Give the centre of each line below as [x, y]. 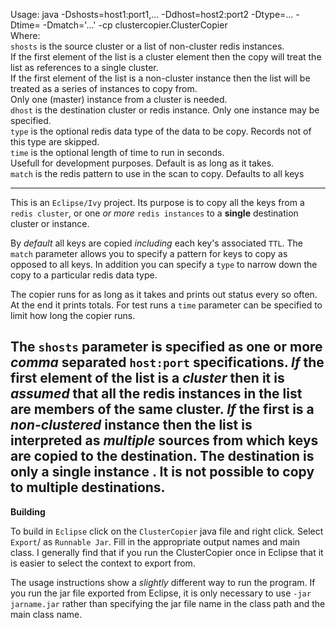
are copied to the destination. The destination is [162, 456]
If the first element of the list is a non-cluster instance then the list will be [160, 78]
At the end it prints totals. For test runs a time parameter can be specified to [166, 305]
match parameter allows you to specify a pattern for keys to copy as [149, 253]
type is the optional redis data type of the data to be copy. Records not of [161, 131]
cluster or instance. [50, 223]
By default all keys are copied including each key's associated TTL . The [157, 243]
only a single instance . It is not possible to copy [162, 472]
